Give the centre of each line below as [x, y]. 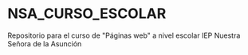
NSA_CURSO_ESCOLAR [87, 14]
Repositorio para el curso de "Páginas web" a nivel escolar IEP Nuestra [124, 35]
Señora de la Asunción [45, 43]
